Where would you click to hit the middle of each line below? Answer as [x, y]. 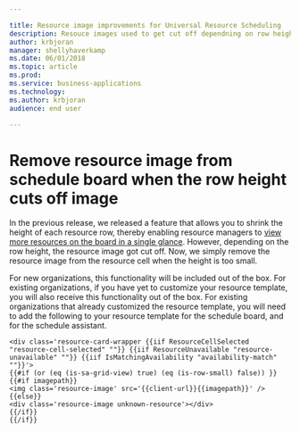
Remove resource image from [121, 160]
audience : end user [46, 108]
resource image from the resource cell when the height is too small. [133, 261]
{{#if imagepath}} [43, 381]
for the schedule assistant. [58, 326]
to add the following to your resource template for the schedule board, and [146, 316]
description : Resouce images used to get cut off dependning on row [139, 33]
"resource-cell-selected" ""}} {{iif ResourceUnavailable [119, 350]
